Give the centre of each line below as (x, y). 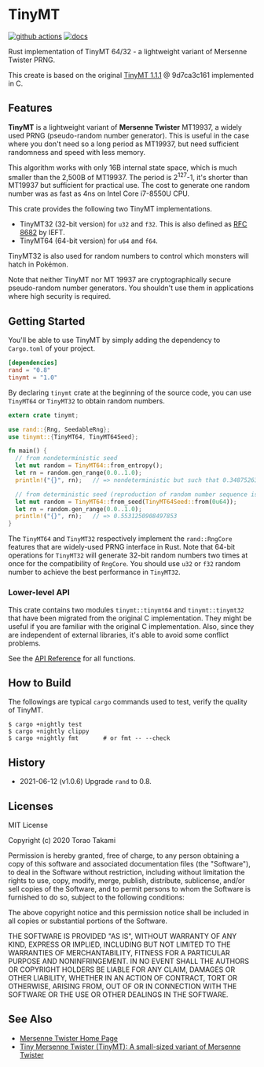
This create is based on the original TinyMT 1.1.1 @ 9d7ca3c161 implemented (131, 75)
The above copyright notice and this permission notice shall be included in (128, 912)
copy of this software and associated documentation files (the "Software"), (130, 863)
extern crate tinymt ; (44, 415)
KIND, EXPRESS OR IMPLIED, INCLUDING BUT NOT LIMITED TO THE (119, 944)
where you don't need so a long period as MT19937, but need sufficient (124, 144)
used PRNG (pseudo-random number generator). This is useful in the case (129, 135)
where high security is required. (60, 296)
